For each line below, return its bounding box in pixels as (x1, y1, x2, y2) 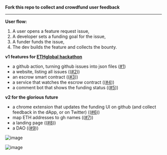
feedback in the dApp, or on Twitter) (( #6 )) (12, 109, 100, 115)
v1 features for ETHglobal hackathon (5, 54, 83, 59)
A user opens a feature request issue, (12, 28, 89, 34)
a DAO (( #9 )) (12, 125, 39, 131)
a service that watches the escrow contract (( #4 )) (12, 79, 115, 85)
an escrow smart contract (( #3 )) (12, 74, 79, 80)
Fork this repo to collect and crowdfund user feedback (5, 4, 120, 10)
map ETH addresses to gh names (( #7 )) (12, 115, 93, 120)
